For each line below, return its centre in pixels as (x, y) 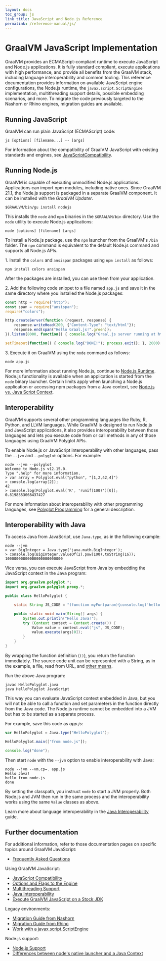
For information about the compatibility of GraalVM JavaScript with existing (82, 150)
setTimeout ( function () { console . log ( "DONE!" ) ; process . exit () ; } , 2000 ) (83, 343)
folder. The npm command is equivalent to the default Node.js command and (82, 245)
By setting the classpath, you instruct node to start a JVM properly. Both (78, 791)
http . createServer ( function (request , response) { (58, 320)
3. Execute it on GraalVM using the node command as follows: (67, 353)
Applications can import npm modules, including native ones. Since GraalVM (83, 187)
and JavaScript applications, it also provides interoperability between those (82, 430)
